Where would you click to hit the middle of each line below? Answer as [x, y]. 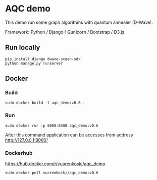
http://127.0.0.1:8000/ [26, 140]
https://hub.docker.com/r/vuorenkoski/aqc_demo [55, 164]
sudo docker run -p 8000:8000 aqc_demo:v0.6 [52, 125]
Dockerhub [19, 153]
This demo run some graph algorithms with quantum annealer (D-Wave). [79, 22]
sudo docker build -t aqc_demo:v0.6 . [45, 103]
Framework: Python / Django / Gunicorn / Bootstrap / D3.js [65, 32]
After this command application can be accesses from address [69, 135]
